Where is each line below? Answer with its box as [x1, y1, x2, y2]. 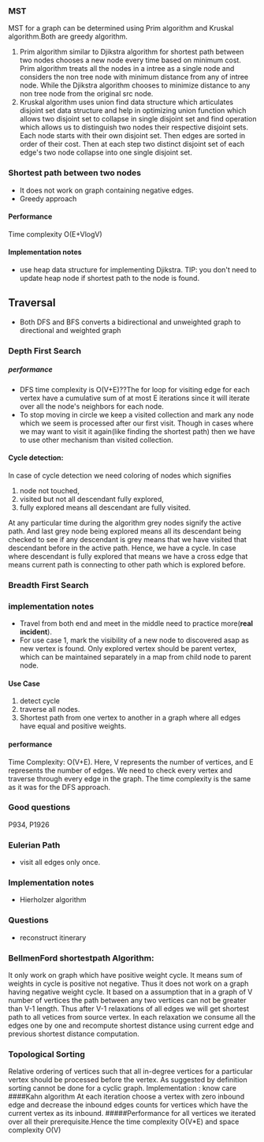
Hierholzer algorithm [19, 895, 87, 904]
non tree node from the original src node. [19, 89, 154, 99]
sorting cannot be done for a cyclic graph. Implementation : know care [8, 1084, 236, 1093]
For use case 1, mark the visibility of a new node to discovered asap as [19, 635, 250, 645]
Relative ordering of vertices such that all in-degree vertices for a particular [8, 1067, 253, 1076]
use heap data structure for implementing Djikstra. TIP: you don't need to [19, 265, 257, 274]
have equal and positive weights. [19, 721, 127, 731]
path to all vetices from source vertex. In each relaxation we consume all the [8, 1013, 256, 1022]
